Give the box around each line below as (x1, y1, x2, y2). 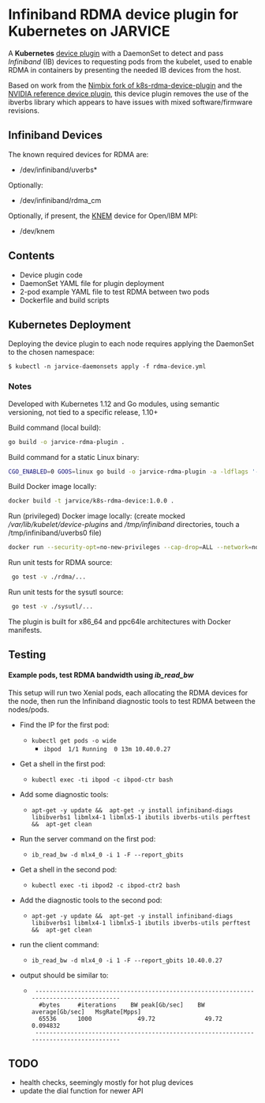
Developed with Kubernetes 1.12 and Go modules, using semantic (8, 399, 220, 408)
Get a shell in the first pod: (19, 759, 106, 768)
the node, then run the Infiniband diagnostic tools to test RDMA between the (8, 696, 256, 706)
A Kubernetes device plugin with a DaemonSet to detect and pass (8, 48, 224, 58)
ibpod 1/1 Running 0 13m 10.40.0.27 (43, 745, 171, 753)
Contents (8, 249, 55, 262)
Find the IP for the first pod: (19, 720, 110, 729)
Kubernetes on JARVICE (8, 22, 170, 40)
